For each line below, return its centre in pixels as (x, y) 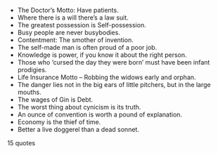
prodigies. (32, 70)
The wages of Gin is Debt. (55, 100)
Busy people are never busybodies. (69, 32)
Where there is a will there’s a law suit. (73, 18)
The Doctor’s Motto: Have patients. (68, 10)
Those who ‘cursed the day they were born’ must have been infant (114, 62)
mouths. (30, 92)
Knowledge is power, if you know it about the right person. (102, 55)
